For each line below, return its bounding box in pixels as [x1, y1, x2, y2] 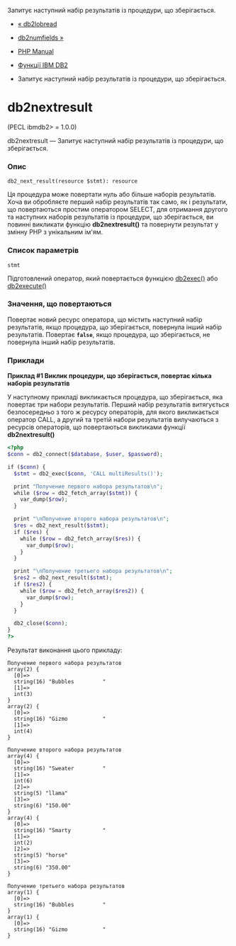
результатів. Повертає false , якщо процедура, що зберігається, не [7, 330, 210, 338]
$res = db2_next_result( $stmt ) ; [13, 522, 110, 529]
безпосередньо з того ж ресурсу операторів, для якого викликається [7, 408, 220, 416]
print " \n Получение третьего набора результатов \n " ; [13, 568, 173, 575]
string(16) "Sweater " [13, 765, 106, 772]
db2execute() [7, 281, 47, 290]
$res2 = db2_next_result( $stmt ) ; [13, 574, 113, 581]
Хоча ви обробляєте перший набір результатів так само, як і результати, [7, 198, 228, 206]
